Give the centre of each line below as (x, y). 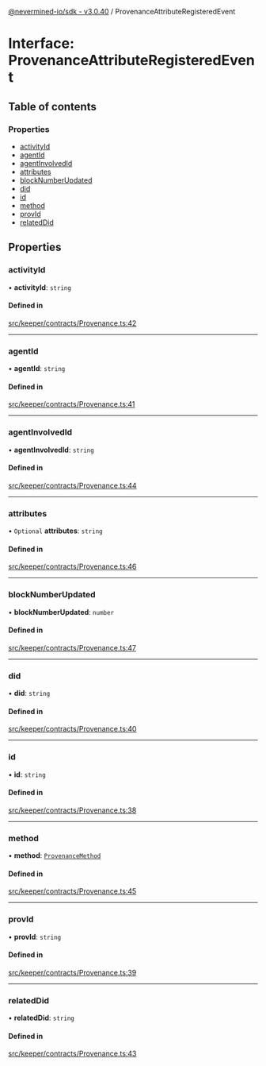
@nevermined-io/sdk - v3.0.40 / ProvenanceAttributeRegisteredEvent (122, 12)
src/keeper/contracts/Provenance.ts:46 (72, 566)
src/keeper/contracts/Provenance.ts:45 (72, 891)
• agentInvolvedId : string (51, 450)
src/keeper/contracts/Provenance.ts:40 (72, 729)
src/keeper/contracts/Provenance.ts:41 (72, 404)
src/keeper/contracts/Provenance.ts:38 (72, 810)
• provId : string (35, 937)
